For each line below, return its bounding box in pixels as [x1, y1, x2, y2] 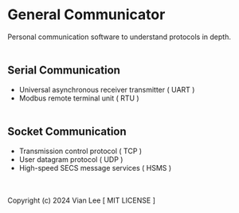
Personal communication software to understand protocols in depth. [7, 32, 232, 41]
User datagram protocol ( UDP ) [18, 154, 123, 164]
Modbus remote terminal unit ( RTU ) [18, 93, 140, 103]
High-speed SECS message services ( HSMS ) [18, 163, 172, 172]
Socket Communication [7, 125, 127, 139]
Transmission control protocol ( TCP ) [18, 146, 143, 156]
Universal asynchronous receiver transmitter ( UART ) [18, 85, 195, 94]
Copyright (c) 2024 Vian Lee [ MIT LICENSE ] [7, 195, 156, 205]
